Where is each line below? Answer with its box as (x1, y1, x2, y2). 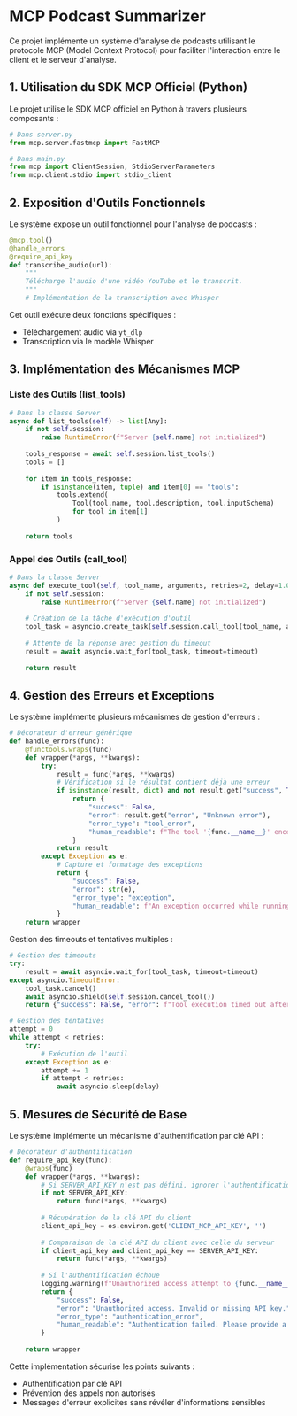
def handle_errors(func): (9, 737, 104, 746)
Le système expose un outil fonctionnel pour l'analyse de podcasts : (9, 219, 258, 229)
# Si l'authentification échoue (41, 1271, 161, 1281)
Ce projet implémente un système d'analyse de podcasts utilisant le (9, 35, 256, 46)
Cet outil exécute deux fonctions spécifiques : (9, 309, 177, 320)
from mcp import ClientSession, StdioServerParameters (9, 162, 216, 172)
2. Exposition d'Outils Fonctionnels (9, 195, 206, 210)
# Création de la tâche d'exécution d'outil (25, 614, 192, 623)
